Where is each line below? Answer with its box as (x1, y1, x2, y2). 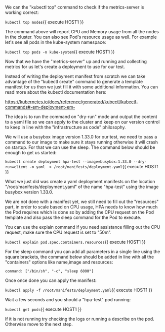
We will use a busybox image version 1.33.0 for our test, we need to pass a (5, 134, 157, 139)
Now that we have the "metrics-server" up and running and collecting (5, 59, 147, 64)
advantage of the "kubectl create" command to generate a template (5, 79, 143, 84)
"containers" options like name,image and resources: (5, 259, 113, 265)
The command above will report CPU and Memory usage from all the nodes (5, 29, 159, 34)
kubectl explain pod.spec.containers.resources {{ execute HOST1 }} (5, 239, 146, 245)
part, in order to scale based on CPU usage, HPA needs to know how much (5, 204, 158, 210)
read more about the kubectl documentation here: (5, 89, 107, 95)
